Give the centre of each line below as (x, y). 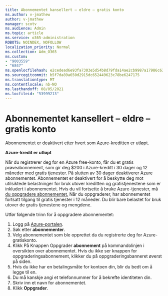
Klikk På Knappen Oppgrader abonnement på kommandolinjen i (78, 245)
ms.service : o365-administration (40, 38)
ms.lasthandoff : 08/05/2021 (34, 89)
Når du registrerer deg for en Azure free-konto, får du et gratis (69, 162)
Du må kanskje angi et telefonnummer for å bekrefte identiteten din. (82, 277)
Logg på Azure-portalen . (38, 224)
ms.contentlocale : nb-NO (31, 84)
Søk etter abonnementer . (39, 230)
